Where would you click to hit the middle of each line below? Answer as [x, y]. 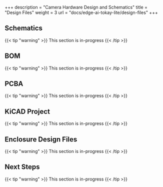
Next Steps [22, 167]
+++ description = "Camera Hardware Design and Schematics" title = [76, 7]
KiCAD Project [27, 111]
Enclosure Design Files [41, 139]
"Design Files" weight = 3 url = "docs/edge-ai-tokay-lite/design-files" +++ [81, 12]
